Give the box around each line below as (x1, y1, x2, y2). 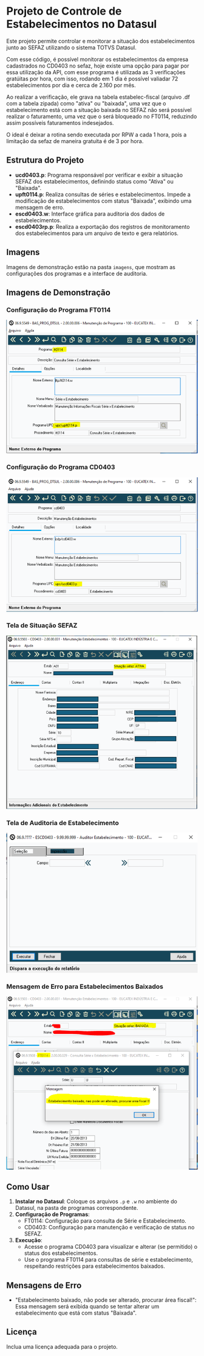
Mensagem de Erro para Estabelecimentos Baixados (6, 982, 164, 991)
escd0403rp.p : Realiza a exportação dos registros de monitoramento (15, 223, 190, 230)
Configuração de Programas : (15, 1210, 90, 1218)
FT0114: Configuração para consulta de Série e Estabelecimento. (24, 1217, 186, 1224)
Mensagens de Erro (6, 1280, 82, 1290)
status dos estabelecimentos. (24, 1249, 98, 1257)
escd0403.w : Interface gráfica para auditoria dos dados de (15, 210, 165, 217)
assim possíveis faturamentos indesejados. (6, 119, 114, 126)
